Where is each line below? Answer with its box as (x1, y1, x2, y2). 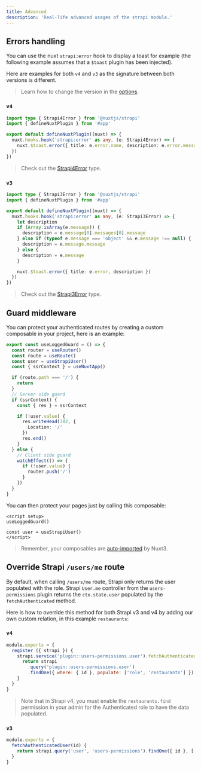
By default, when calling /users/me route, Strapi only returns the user (6, 578, 176, 585)
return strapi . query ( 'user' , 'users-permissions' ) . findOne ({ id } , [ (17, 748, 194, 754)
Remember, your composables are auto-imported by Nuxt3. (20, 544, 168, 552)
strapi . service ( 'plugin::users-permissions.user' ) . (17, 653, 148, 659)
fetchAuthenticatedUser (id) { (11, 742, 87, 748)
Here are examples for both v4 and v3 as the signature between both (6, 70, 175, 78)
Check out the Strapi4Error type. (20, 164, 102, 172)
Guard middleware (6, 308, 77, 318)
